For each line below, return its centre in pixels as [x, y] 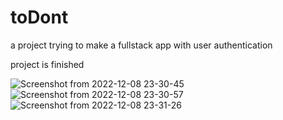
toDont [39, 17]
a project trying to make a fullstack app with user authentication [141, 45]
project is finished [47, 64]
